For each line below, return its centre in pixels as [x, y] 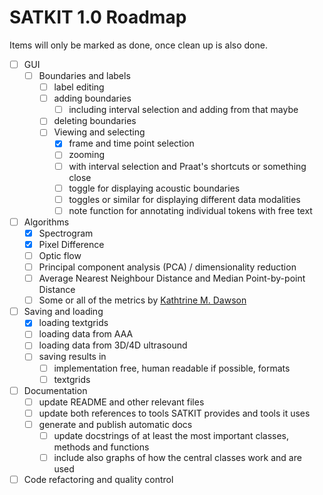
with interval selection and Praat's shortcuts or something [187, 166]
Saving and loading [63, 312]
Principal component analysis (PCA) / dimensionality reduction [167, 267]
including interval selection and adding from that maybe [183, 110]
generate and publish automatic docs [115, 424]
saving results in [72, 357]
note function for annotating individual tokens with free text [190, 210]
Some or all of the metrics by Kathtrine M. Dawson [142, 300]
